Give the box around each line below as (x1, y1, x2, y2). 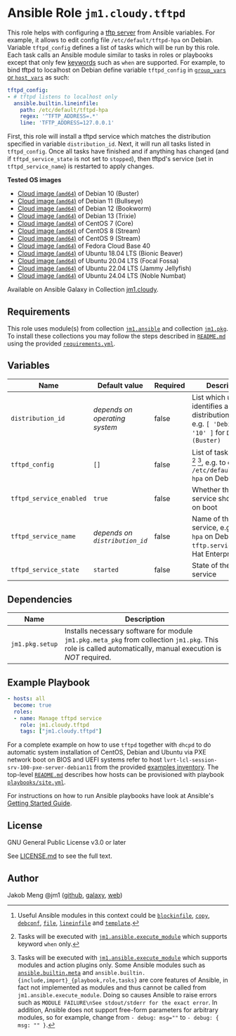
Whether (192, 485, 221, 495)
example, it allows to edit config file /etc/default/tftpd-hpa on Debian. (7, 35, 214, 44)
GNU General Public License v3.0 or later (7, 838, 126, 847)
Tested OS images (7, 176, 62, 184)
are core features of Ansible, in (138, 975, 228, 984)
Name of (192, 514, 221, 524)
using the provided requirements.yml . (7, 339, 116, 348)
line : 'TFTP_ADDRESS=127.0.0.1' (20, 120, 114, 127)
